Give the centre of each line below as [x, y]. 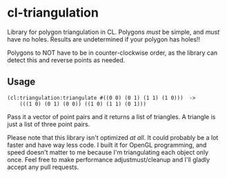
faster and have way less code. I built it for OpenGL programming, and [107, 145]
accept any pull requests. [43, 167]
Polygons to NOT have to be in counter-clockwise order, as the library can [112, 53]
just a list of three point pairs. [49, 124]
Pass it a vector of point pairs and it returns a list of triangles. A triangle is [111, 116]
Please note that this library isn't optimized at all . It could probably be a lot [113, 137]
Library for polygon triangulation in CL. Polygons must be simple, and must [113, 32]
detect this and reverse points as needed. [66, 60]
